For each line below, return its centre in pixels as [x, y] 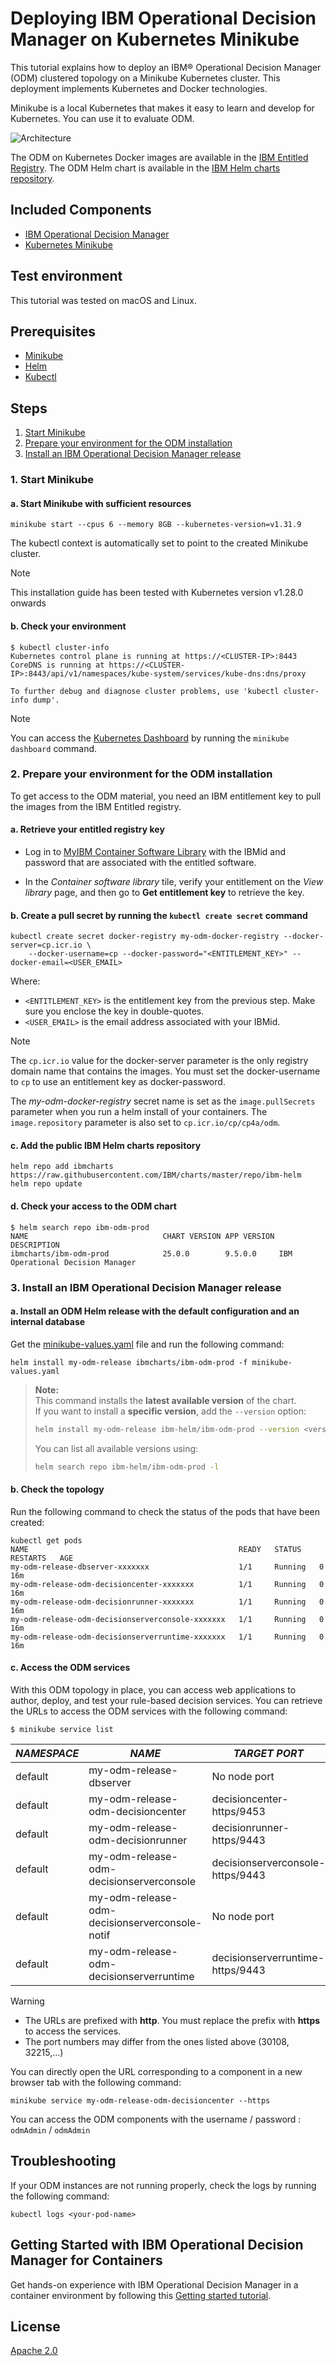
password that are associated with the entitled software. [140, 863]
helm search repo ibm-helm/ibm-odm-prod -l [127, 1467]
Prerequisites [53, 331]
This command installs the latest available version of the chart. [165, 1400]
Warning [27, 2001]
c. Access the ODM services [70, 1668]
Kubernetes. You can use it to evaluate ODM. [102, 118]
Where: [25, 981]
